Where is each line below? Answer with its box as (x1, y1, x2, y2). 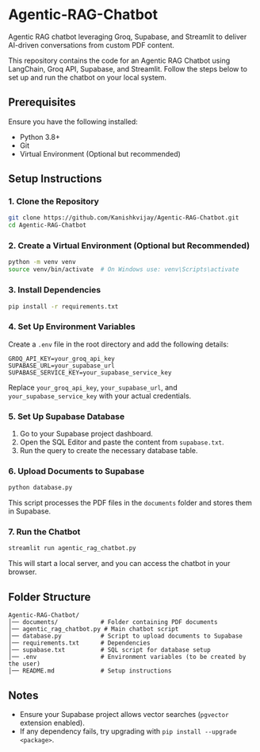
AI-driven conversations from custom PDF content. (8, 40, 174, 49)
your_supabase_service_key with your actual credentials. (8, 391, 192, 401)
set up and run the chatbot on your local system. (8, 72, 167, 82)
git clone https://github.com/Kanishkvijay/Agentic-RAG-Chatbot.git (8, 214, 239, 222)
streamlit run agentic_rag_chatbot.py (8, 545, 136, 552)
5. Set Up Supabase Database (8, 411, 125, 422)
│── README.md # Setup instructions (8, 667, 172, 675)
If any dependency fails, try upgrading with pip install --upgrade (19, 726, 237, 736)
